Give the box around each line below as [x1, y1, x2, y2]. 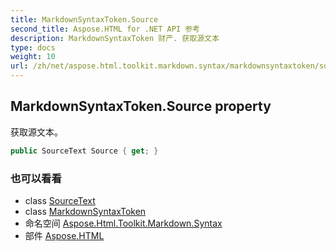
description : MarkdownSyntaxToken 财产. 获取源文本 [10, 33, 220, 43]
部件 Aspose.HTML [24, 229, 105, 241]
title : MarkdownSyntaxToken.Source [10, 14, 159, 25]
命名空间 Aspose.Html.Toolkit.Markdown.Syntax [24, 217, 223, 229]
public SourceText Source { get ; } [10, 146, 159, 156]
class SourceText [24, 194, 96, 206]
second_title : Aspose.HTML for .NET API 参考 [10, 24, 200, 34]
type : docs [10, 42, 56, 53]
